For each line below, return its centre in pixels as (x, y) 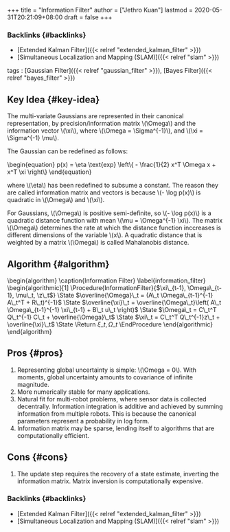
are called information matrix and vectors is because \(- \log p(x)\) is (104, 192)
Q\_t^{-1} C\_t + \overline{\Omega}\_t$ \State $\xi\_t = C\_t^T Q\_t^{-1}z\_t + (114, 317)
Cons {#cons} (38, 457)
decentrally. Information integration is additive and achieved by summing (120, 406)
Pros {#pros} (35, 353)
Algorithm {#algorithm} (58, 264)
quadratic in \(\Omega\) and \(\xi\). (56, 200)
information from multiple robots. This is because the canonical (106, 413)
